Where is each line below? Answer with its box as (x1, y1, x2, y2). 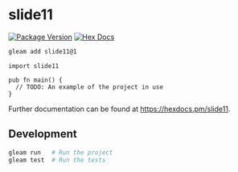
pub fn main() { (8, 76, 63, 84)
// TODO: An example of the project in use (15, 82, 163, 91)
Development (8, 127, 78, 141)
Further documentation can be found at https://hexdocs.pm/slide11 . (8, 104, 231, 114)
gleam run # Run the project (8, 148, 113, 157)
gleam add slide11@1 (8, 47, 78, 55)
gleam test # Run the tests (8, 156, 106, 164)
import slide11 (8, 62, 59, 70)
